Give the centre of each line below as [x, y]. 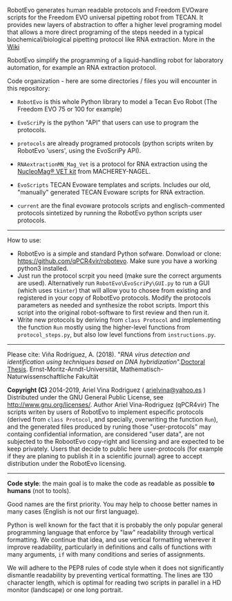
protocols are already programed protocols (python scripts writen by [115, 143]
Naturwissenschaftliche [41, 376]
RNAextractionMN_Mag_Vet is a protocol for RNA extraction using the [112, 164]
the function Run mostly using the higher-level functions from [104, 327]
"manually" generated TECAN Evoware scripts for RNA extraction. [111, 192]
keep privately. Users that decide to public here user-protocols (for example [115, 449]
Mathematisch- [142, 369]
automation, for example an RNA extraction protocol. [82, 68]
